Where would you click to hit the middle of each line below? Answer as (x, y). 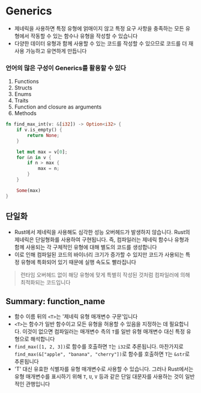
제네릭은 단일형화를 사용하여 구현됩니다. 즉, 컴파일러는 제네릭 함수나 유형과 (102, 239)
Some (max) (29, 190)
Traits (21, 101)
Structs (23, 88)
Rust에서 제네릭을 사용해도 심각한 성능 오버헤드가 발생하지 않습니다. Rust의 (102, 232)
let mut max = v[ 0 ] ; (42, 152)
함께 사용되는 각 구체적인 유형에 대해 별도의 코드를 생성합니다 (85, 247)
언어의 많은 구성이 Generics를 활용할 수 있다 (66, 68)
